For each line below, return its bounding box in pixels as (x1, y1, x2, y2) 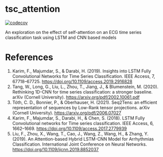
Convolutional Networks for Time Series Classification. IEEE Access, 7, (12, 73, 155, 79)
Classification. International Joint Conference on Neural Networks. (12, 141, 147, 147)
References (5, 52, 53, 63)
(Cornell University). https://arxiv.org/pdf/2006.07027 (12, 110, 122, 116)
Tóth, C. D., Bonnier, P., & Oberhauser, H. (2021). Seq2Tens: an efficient (12, 99, 158, 105)
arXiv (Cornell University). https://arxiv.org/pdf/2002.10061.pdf (12, 94, 140, 100)
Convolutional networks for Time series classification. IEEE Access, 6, (12, 120, 154, 126)
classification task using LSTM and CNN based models (5, 34, 117, 40)
